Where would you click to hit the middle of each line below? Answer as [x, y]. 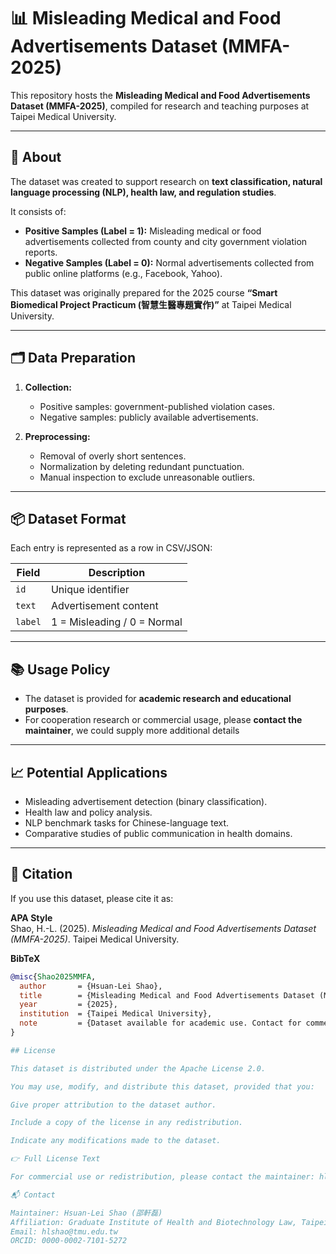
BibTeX [25, 958]
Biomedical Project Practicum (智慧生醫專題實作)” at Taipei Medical [151, 304]
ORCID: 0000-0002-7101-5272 [69, 1241]
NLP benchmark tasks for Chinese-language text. [127, 823]
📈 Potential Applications [89, 772]
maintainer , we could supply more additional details [132, 731]
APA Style [31, 917]
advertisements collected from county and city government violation [166, 241]
